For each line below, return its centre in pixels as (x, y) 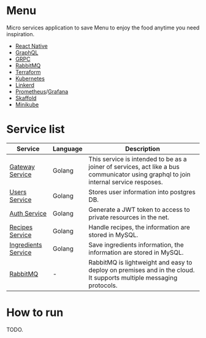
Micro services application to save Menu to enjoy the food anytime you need (103, 28)
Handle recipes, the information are (139, 227)
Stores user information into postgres (142, 192)
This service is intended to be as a (138, 159)
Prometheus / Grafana (42, 91)
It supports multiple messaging (133, 277)
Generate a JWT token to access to (139, 209)
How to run (35, 313)
